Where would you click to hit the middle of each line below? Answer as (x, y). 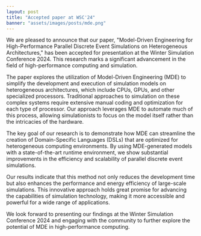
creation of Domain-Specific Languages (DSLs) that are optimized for (92, 140)
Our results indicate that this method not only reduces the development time (101, 177)
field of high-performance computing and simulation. (72, 65)
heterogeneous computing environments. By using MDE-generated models (99, 146)
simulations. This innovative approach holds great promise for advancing (97, 190)
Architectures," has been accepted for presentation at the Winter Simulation (100, 53)
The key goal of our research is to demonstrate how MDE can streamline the (101, 133)
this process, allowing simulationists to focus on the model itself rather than (100, 115)
